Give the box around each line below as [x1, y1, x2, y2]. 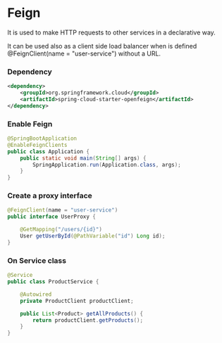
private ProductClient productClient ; [20, 297, 134, 304]
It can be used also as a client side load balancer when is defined [7, 41, 197, 50]
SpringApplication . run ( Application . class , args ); [32, 161, 181, 168]
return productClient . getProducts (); [32, 316, 143, 324]
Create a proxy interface [7, 191, 93, 201]
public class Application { [7, 148, 90, 155]
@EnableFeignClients [7, 141, 68, 148]
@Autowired [20, 290, 52, 298]
